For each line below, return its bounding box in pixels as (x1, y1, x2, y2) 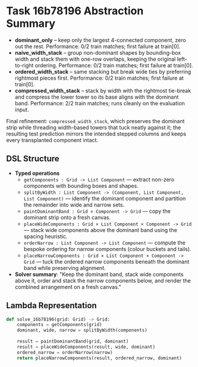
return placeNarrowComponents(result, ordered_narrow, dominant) (17, 355, 183, 361)
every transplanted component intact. (6, 136, 99, 143)
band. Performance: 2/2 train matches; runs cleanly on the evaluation (14, 99, 186, 106)
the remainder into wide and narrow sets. (23, 201, 125, 208)
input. (14, 106, 29, 113)
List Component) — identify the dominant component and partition (23, 195, 186, 202)
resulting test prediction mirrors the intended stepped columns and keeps (6, 130, 186, 137)
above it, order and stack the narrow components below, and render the (14, 277, 191, 284)
